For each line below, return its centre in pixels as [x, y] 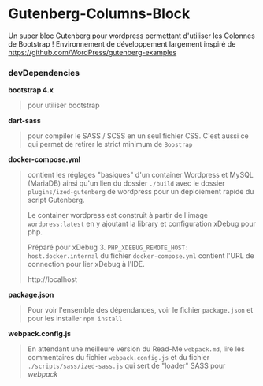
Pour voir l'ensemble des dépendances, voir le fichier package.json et [140, 310]
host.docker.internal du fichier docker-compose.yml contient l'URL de [141, 256]
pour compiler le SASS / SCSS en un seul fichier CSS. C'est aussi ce [138, 136]
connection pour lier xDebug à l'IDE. [86, 264]
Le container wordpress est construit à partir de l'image [118, 215]
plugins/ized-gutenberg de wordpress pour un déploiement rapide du [141, 192]
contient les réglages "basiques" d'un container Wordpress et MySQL [141, 175]
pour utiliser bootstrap [63, 105]
